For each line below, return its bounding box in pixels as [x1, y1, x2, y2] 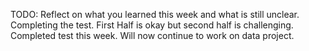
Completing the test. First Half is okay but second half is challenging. [10, 19, 294, 31]
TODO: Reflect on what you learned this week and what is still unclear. [10, 9, 300, 20]
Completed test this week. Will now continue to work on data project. [10, 30, 295, 41]
